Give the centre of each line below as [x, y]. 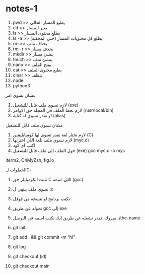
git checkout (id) [30, 256]
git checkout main [31, 266]
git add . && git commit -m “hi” [44, 237]
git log [19, 247]
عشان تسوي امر [21, 95]
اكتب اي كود [24, 145]
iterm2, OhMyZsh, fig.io [30, 160]
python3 [21, 85]
